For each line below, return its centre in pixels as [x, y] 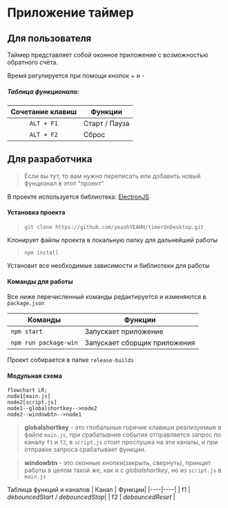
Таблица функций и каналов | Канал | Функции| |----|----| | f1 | [99, 490]
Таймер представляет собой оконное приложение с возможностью [108, 55]
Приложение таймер [70, 13]
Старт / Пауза [106, 123]
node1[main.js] [29, 397]
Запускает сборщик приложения [140, 343]
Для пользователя [49, 38]
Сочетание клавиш [44, 111]
